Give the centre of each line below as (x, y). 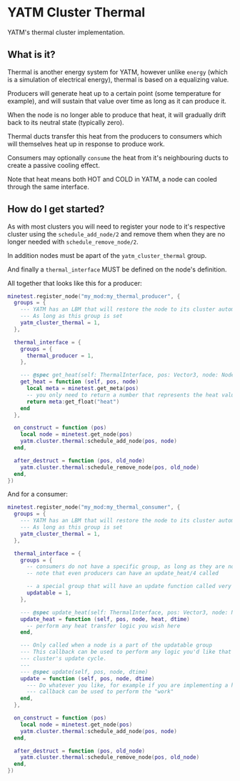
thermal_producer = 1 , (60, 355)
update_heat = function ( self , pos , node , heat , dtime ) (105, 619)
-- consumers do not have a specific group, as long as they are (125, 567)
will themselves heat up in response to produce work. (86, 144)
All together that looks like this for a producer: (75, 283)
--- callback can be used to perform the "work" (100, 692)
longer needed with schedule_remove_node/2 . (73, 242)
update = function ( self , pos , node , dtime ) (87, 678)
